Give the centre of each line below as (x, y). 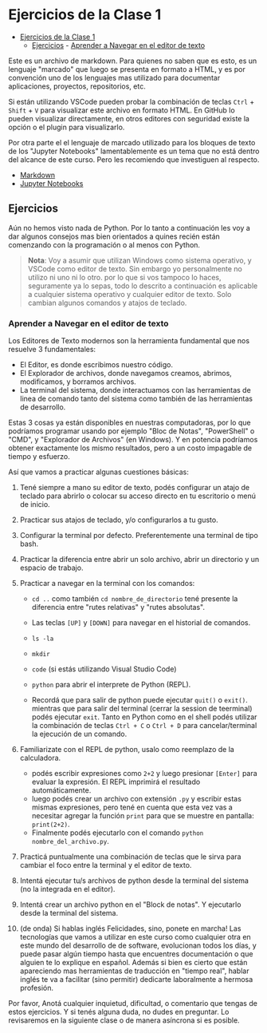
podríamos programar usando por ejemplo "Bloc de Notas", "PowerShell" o (132, 431)
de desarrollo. (43, 407)
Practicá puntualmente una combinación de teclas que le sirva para (130, 857)
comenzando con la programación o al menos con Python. (104, 244)
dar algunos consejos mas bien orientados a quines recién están (114, 236)
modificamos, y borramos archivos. (78, 382)
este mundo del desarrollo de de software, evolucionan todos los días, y (138, 946)
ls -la (43, 639)
